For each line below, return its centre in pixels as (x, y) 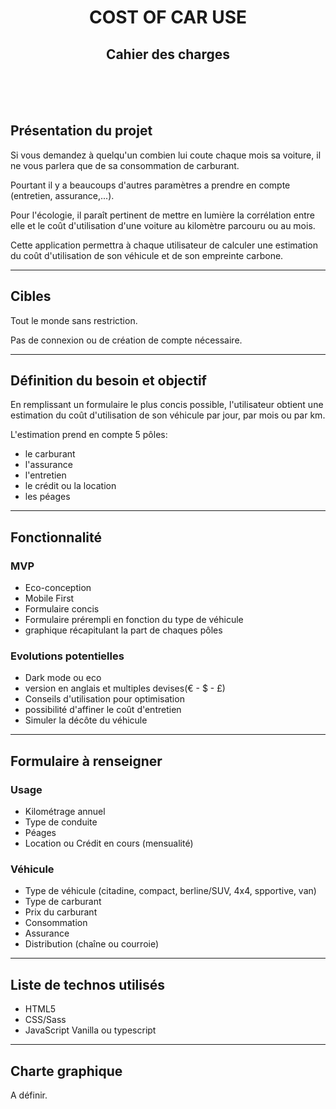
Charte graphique (66, 1071)
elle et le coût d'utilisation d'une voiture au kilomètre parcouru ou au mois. (163, 225)
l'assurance (48, 465)
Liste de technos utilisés (87, 984)
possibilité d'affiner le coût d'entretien (103, 710)
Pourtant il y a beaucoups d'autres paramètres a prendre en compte (150, 185)
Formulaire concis (62, 609)
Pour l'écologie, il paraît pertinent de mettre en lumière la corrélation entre (163, 215)
